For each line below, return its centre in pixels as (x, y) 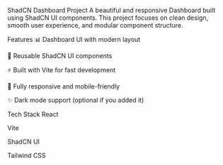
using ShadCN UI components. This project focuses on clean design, (108, 18)
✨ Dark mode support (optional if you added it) (76, 100)
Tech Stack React (33, 114)
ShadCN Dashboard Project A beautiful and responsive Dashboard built (111, 10)
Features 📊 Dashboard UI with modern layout (74, 39)
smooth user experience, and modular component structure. (95, 25)
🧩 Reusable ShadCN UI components (60, 56)
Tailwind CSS (27, 155)
